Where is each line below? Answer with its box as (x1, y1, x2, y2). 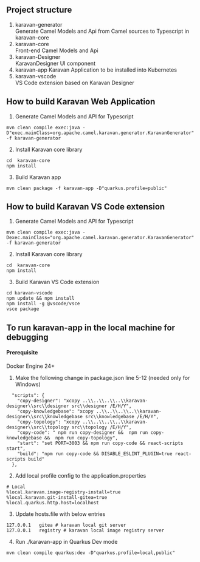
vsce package (6, 306, 40, 312)
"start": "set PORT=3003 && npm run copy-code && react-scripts (17, 440, 184, 447)
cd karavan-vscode (6, 290, 53, 296)
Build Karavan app (15, 173, 61, 181)
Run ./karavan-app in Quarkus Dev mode (15, 538, 118, 546)
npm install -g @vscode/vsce (6, 300, 80, 307)
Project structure (6, 5, 72, 15)
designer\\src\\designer (6, 403, 69, 409)
